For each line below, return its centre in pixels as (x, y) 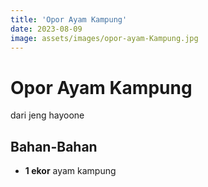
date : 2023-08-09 (46, 29)
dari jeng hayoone (47, 115)
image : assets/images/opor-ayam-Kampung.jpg (104, 38)
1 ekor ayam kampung (70, 171)
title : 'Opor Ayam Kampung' (69, 19)
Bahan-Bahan (54, 146)
